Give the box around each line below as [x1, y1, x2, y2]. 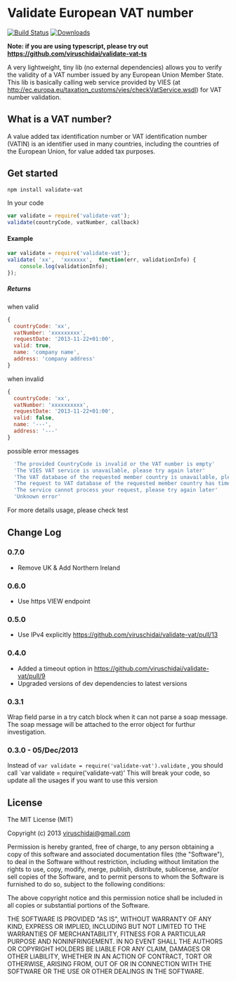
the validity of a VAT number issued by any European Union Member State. [7, 70, 224, 79]
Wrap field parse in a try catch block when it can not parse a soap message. [7, 713, 228, 721]
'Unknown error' [13, 493, 61, 501]
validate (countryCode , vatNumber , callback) [7, 219, 140, 226]
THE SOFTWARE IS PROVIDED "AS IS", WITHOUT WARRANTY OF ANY [7, 915, 212, 923]
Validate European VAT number [7, 5, 194, 21]
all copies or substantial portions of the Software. [7, 901, 150, 910]
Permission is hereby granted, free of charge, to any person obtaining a [7, 843, 214, 851]
